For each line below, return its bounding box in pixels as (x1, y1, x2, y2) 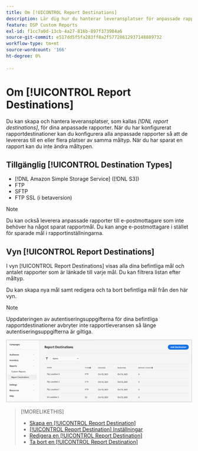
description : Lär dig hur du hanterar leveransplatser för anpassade (6, 15, 181, 22)
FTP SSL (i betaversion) (14, 194, 72, 201)
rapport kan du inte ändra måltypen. (6, 142, 94, 150)
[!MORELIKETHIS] (20, 408, 64, 415)
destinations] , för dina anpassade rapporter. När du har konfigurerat (6, 124, 171, 131)
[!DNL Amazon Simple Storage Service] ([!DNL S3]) (14, 175, 140, 182)
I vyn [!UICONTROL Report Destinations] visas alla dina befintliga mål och (6, 263, 184, 270)
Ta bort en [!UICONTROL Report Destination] (29, 438, 138, 445)
